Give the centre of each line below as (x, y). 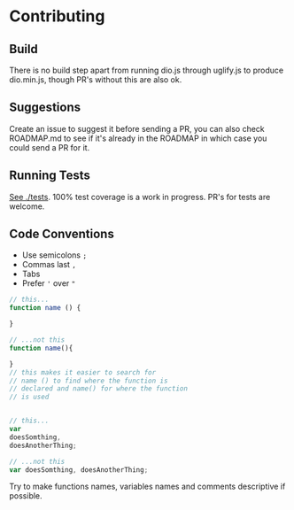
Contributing (57, 16)
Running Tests (50, 176)
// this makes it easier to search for (83, 372)
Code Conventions (62, 234)
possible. (26, 496)
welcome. (27, 206)
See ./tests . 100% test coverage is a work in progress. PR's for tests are (140, 197)
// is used (29, 397)
